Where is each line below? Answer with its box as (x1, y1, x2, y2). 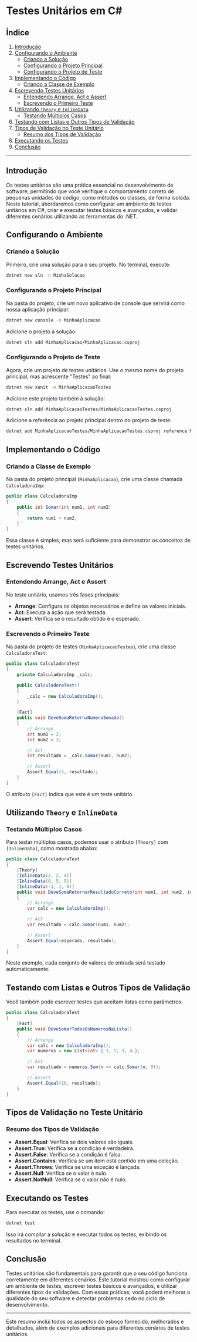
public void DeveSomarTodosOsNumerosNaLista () (16, 1026, 133, 1032)
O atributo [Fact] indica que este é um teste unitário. (6, 790, 134, 797)
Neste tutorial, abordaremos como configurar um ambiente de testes (6, 200, 172, 207)
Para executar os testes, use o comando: (6, 1209, 105, 1216)
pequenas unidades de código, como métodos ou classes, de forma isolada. (6, 194, 191, 201)
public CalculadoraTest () (16, 682, 80, 688)
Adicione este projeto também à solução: (6, 395, 106, 402)
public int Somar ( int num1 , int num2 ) (16, 504, 111, 510)
